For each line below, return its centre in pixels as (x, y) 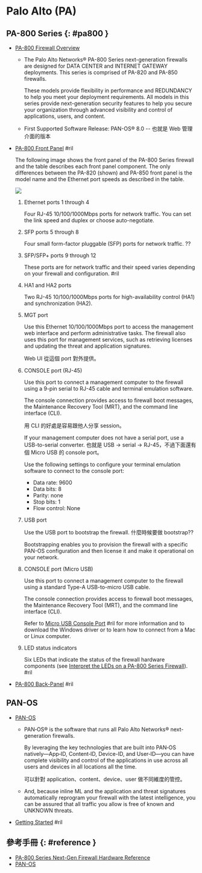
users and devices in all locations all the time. (80, 766)
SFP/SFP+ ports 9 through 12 (60, 255)
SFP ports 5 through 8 (52, 232)
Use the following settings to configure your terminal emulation (102, 464)
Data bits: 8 (47, 489)
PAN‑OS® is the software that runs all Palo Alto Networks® (96, 729)
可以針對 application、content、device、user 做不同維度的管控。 (105, 779)
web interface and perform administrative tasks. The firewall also (105, 333)
